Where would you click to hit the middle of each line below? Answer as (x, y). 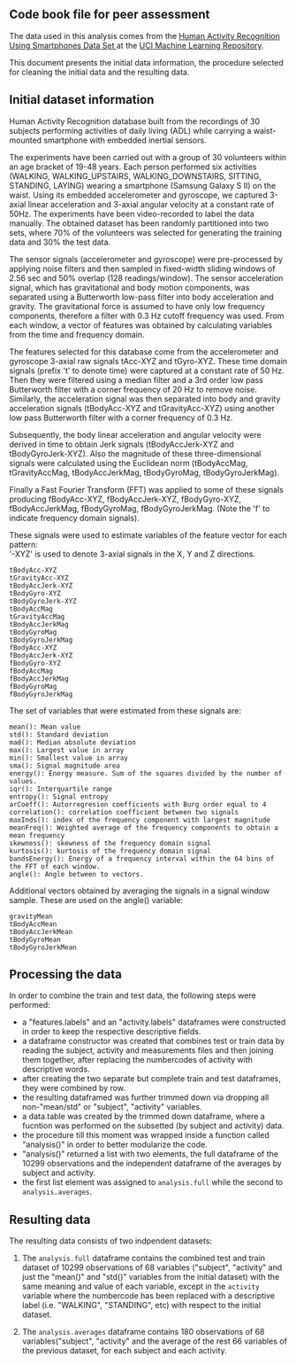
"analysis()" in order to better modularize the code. (114, 1145)
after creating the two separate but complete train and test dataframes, (151, 1079)
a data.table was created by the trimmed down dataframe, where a (143, 1117)
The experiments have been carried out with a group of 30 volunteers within (148, 157)
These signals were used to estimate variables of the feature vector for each (148, 534)
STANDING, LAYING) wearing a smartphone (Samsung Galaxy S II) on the (143, 185)
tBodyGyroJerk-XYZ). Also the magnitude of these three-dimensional (135, 453)
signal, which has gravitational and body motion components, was (129, 287)
